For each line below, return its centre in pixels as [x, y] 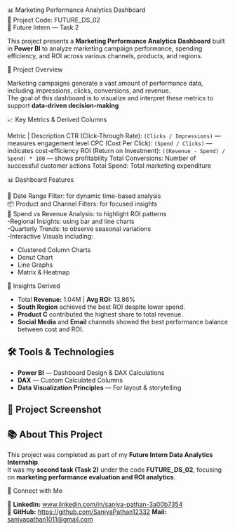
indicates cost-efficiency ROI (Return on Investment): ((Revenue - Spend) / [116, 151]
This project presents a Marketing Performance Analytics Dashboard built [116, 41]
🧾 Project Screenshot [54, 410]
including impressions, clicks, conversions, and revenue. [89, 91]
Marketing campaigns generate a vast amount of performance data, [105, 83]
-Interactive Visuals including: [50, 236]
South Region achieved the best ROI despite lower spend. [101, 307]
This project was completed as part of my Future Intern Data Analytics [110, 455]
